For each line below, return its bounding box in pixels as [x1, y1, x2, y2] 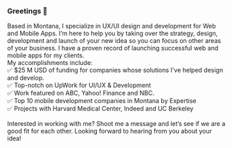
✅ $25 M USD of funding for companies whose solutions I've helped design [7, 66, 224, 75]
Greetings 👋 [7, 6, 48, 16]
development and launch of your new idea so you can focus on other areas [7, 37, 222, 45]
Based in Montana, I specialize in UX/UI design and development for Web [7, 22, 216, 30]
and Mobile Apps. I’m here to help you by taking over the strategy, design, [7, 29, 218, 37]
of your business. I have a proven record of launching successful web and [7, 44, 219, 53]
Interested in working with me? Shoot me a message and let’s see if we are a [7, 120, 226, 128]
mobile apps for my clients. [7, 51, 84, 59]
